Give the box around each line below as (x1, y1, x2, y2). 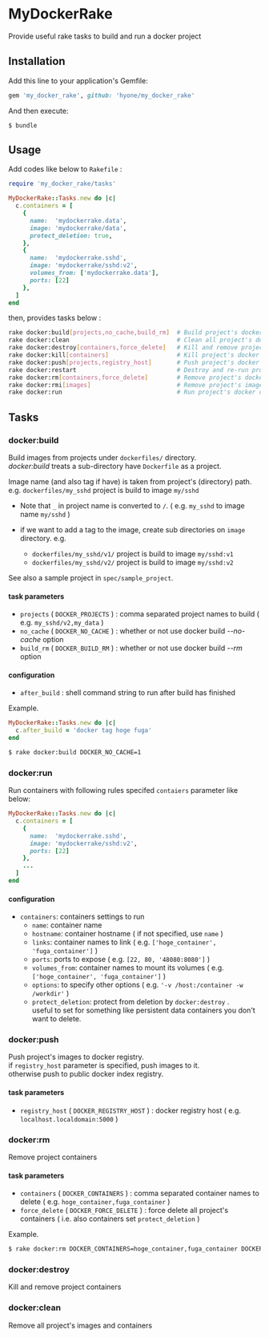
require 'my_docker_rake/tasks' (8, 180, 116, 188)
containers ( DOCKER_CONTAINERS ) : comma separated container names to (19, 1188, 260, 1199)
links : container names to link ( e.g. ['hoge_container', (31, 937, 217, 947)
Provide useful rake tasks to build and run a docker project (8, 31, 202, 41)
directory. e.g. (19, 534, 66, 543)
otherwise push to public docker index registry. (8, 1069, 164, 1079)
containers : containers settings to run (19, 912, 145, 922)
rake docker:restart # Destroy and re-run (8, 366, 249, 374)
